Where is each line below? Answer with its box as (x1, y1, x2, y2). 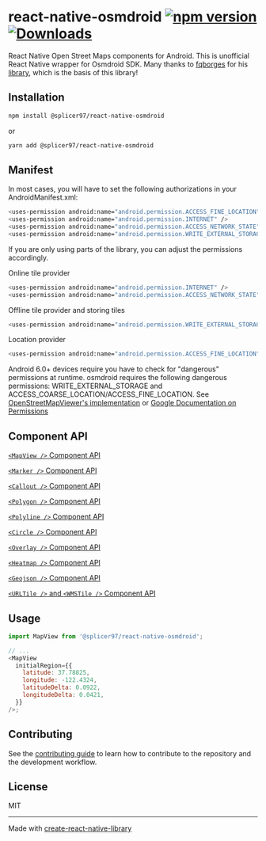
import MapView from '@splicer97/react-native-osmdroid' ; (8, 632, 203, 641)
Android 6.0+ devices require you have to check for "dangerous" (8, 364, 219, 374)
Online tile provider (8, 268, 70, 277)
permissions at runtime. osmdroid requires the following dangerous (8, 373, 227, 382)
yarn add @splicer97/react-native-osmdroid (8, 141, 154, 150)
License (8, 780, 48, 793)
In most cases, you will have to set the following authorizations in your (8, 185, 237, 194)
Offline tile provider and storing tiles (8, 305, 125, 314)
